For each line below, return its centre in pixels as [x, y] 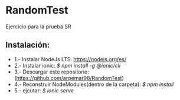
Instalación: [28, 45]
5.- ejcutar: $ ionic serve [44, 90]
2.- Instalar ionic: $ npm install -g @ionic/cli [67, 65]
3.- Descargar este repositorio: [51, 72]
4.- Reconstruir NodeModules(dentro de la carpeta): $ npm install [94, 84]
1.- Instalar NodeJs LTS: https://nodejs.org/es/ [70, 59]
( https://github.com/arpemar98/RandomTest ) [69, 78]
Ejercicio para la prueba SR [38, 26]
